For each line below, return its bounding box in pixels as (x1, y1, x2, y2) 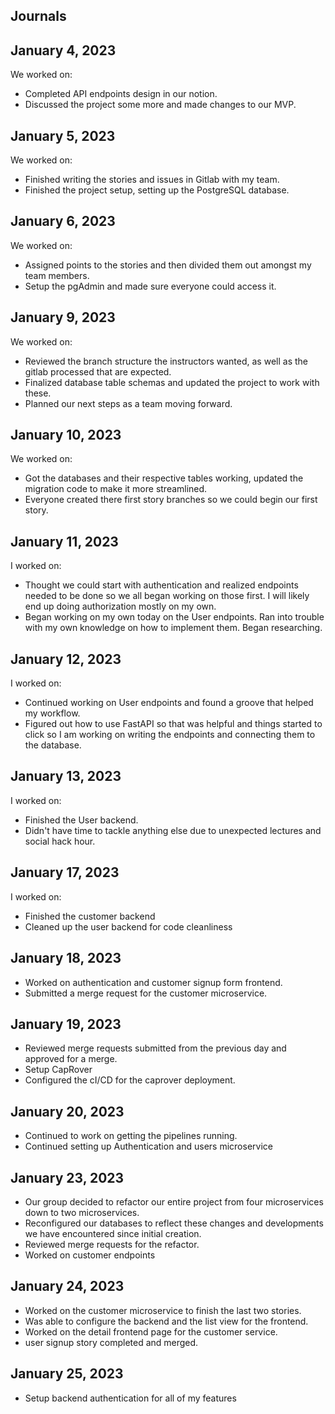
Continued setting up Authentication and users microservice (24, 1140, 273, 1153)
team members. (24, 269, 90, 281)
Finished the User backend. (24, 814, 139, 826)
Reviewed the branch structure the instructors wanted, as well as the (24, 355, 308, 367)
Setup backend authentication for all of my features (24, 1392, 237, 1404)
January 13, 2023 (10, 768, 122, 785)
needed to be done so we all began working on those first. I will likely (24, 590, 310, 602)
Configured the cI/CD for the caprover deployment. (24, 1074, 236, 1086)
